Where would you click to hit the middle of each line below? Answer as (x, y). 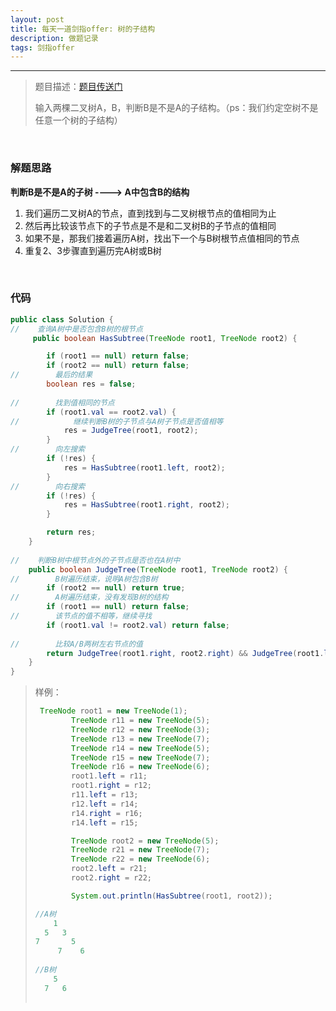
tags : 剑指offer (42, 47)
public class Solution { (62, 319)
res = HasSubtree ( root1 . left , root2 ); (144, 467)
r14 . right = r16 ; (107, 813)
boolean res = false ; (91, 384)
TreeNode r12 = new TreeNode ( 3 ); (141, 729)
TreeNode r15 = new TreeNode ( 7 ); (141, 757)
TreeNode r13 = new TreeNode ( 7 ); (141, 739)
